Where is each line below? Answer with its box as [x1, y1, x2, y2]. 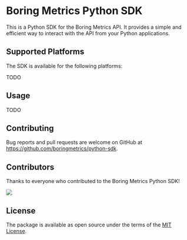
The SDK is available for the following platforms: [6, 62, 123, 69]
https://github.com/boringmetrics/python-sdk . [6, 145, 118, 152]
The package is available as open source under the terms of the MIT [6, 221, 172, 228]
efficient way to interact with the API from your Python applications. [6, 29, 170, 36]
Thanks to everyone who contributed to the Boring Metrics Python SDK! [6, 178, 181, 185]
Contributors [6, 162, 55, 172]
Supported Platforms [6, 47, 85, 57]
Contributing [6, 123, 54, 133]
